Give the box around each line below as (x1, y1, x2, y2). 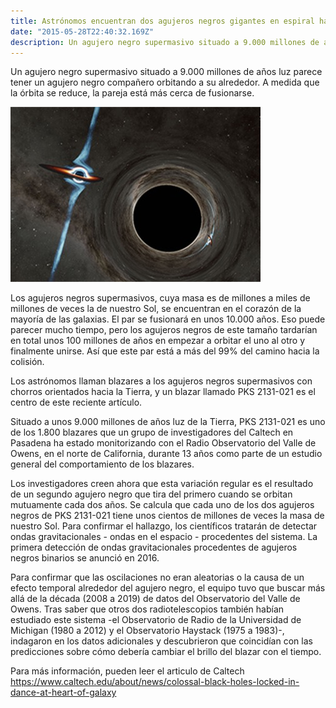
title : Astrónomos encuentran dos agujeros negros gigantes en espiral (10, 16, 315, 26)
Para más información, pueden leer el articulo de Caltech (10, 665, 245, 677)
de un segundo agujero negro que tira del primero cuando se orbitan (10, 488, 293, 500)
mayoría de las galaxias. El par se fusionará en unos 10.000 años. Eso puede (10, 313, 326, 325)
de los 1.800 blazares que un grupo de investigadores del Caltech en (10, 426, 294, 439)
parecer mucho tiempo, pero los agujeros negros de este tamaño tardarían (10, 324, 318, 336)
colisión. (10, 356, 45, 368)
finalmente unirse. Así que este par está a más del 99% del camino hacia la (10, 345, 320, 357)
